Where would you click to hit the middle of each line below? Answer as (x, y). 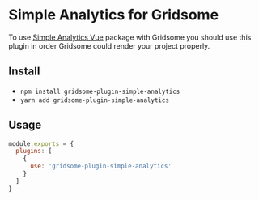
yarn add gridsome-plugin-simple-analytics (95, 100)
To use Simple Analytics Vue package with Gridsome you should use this (130, 37)
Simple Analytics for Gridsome (114, 15)
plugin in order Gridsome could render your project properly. (109, 45)
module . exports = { (41, 143)
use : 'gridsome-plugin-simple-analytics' (101, 166)
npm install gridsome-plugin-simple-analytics (100, 91)
